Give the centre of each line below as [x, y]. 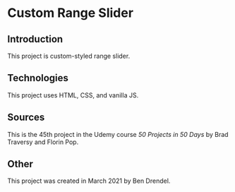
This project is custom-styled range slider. [69, 56]
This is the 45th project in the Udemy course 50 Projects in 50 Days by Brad [118, 134]
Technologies [38, 78]
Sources [26, 118]
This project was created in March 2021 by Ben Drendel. [89, 181]
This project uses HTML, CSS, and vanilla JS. [73, 95]
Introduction [35, 39]
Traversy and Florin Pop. [43, 142]
